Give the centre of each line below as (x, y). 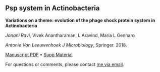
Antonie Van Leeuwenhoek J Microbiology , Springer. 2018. (66, 45)
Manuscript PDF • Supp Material (39, 54)
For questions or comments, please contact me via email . (65, 64)
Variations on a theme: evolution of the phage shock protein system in (80, 20)
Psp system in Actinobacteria (52, 8)
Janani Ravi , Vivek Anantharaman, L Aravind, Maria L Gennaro (70, 35)
